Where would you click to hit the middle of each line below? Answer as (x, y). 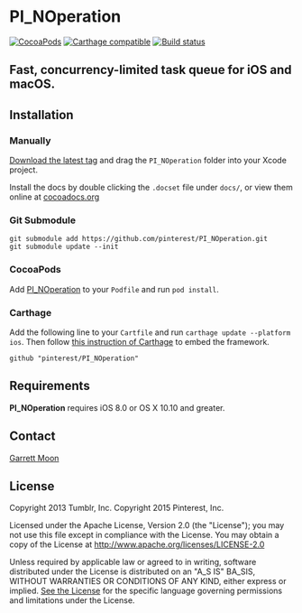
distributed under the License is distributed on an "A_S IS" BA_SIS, (133, 571)
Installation (41, 115)
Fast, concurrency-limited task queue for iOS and (151, 70)
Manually (30, 140)
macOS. (32, 84)
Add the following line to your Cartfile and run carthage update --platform (150, 332)
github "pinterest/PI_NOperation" (74, 358)
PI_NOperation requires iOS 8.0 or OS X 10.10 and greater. (117, 407)
